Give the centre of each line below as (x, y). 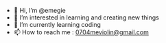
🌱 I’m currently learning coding (57, 25)
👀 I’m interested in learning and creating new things (86, 17)
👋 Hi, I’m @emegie (40, 10)
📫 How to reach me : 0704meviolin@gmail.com (81, 32)
